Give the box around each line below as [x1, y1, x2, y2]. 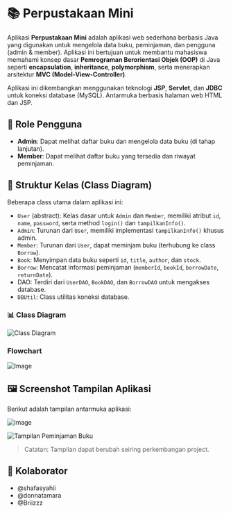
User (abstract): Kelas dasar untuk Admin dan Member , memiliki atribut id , [17, 211, 221, 220]
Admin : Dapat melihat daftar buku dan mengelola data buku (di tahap [17, 137, 216, 145]
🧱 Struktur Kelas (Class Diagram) [7, 179, 153, 191]
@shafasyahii [17, 484, 56, 492]
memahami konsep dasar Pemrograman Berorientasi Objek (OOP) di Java [7, 55, 221, 63]
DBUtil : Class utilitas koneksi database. [17, 293, 130, 301]
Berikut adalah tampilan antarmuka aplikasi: [7, 405, 132, 413]
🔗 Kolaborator [7, 465, 68, 477]
